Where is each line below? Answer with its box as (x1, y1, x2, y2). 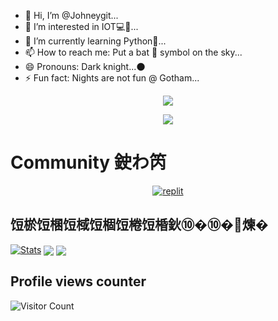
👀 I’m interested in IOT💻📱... (24, 21, 139, 32)
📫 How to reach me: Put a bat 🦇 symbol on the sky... (24, 46, 243, 58)
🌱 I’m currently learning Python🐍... (24, 35, 167, 47)
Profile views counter (10, 273, 147, 290)
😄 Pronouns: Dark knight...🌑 (24, 61, 146, 72)
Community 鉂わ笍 (10, 151, 167, 174)
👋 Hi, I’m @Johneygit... (24, 10, 119, 21)
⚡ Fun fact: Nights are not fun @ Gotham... (24, 72, 200, 84)
